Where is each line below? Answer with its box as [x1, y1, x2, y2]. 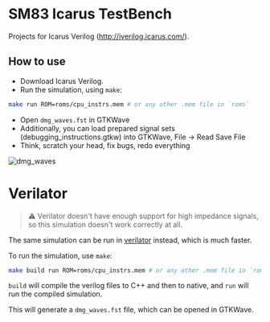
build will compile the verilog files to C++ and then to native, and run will [8, 281, 249, 291]
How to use [8, 55, 66, 68]
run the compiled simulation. [8, 289, 103, 299]
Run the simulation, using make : [19, 85, 122, 94]
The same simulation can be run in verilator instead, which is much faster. [8, 235, 252, 245]
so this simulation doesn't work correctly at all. [27, 219, 183, 229]
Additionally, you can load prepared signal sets [19, 123, 175, 133]
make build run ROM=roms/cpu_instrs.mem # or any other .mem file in [8, 266, 247, 275]
